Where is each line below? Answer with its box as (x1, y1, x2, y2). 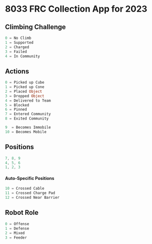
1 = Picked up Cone (5, 85, 45, 89)
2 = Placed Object (5, 89, 42, 94)
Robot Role (5, 209, 39, 217)
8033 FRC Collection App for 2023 (5, 3, 148, 15)
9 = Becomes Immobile (5, 125, 51, 130)
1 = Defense (5, 226, 29, 231)
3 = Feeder (5, 235, 27, 240)
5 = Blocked (5, 103, 29, 107)
